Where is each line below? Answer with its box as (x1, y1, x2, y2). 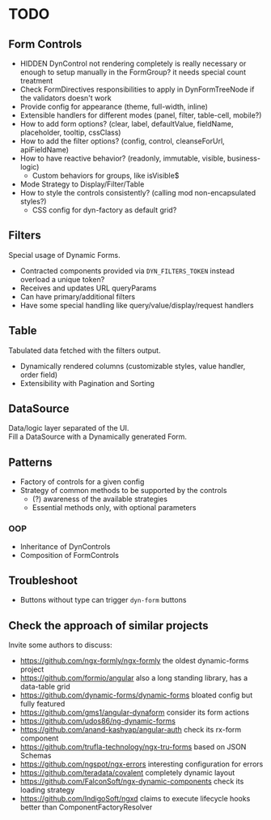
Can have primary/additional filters (19, 291, 136, 301)
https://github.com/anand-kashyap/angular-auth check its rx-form (19, 725, 242, 735)
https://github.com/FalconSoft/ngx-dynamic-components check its (19, 776, 244, 787)
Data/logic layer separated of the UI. (8, 423, 129, 433)
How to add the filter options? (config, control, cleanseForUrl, (19, 136, 225, 146)
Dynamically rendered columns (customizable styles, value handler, (19, 361, 246, 371)
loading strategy (19, 785, 75, 795)
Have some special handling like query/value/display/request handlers (19, 300, 254, 310)
